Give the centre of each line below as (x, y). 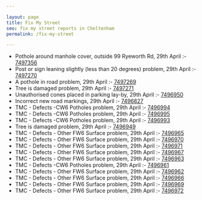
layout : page (23, 17)
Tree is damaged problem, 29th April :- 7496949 (75, 127)
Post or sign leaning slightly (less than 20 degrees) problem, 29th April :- (106, 69)
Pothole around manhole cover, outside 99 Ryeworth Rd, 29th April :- (101, 56)
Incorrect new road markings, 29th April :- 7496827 (79, 101)
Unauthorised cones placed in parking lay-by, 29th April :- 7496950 (99, 95)
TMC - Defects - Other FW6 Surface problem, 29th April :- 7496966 (99, 178)
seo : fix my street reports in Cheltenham (60, 28)
